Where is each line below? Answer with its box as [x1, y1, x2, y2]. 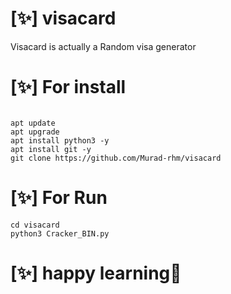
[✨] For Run [10, 187, 108, 209]
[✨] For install [10, 76, 127, 99]
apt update [10, 118, 56, 128]
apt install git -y [10, 144, 92, 154]
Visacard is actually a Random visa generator [10, 40, 197, 52]
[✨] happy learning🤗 [10, 262, 182, 284]
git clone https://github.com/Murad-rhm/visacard [10, 153, 222, 163]
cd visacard [10, 220, 60, 230]
